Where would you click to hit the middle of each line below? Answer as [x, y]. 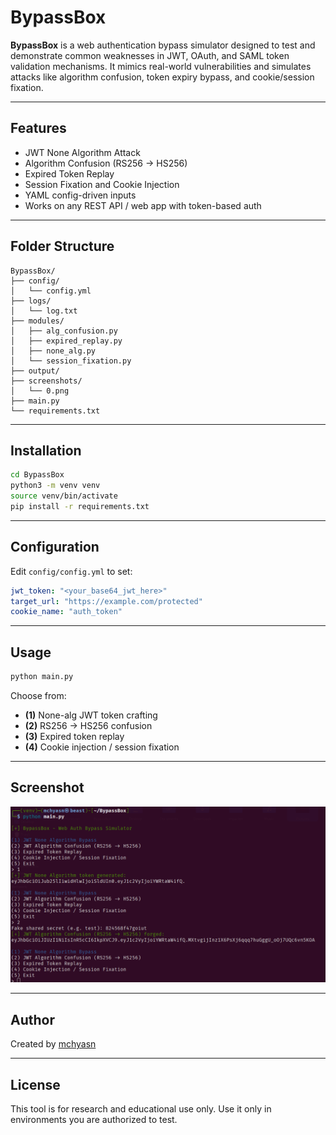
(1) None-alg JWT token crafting [91, 715]
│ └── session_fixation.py [71, 361]
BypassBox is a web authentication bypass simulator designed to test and [163, 45]
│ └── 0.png [40, 391]
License [35, 1084]
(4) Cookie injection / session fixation [102, 747]
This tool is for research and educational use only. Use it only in [141, 1108]
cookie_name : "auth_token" [66, 612]
